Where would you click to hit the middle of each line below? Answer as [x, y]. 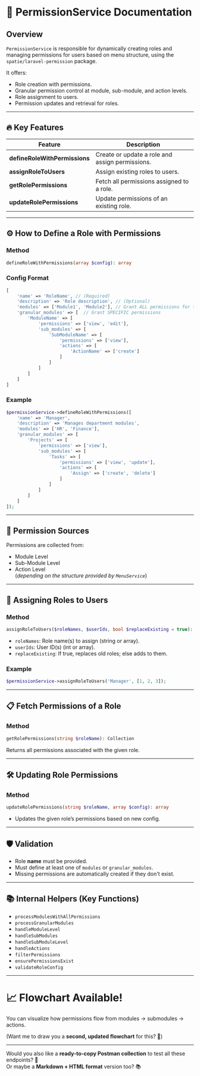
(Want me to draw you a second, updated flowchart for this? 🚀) [85, 1036]
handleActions [32, 948]
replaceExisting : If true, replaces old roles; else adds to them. [91, 653]
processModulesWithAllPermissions [57, 917]
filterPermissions [37, 955]
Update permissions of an [132, 198]
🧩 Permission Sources [48, 531]
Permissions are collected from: [45, 545]
